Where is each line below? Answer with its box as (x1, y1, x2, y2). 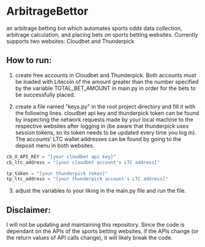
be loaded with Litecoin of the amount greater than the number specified (15, 78, 199, 85)
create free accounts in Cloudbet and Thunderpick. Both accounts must (15, 72, 197, 79)
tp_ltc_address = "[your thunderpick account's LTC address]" (6, 176, 168, 182)
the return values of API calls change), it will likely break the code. (6, 234, 173, 241)
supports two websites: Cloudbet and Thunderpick (6, 37, 135, 45)
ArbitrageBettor (6, 4, 89, 18)
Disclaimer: (6, 205, 51, 215)
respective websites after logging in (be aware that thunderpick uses (15, 122, 189, 130)
